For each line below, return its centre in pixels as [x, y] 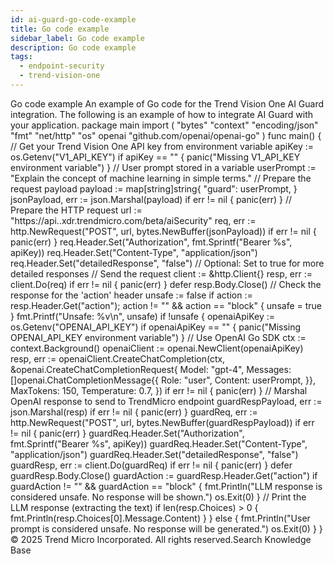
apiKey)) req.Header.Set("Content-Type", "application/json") [134, 252]
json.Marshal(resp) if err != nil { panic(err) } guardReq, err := [134, 412]
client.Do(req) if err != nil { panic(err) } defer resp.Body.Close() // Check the [166, 284]
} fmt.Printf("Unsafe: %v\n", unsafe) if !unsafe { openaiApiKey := [142, 316]
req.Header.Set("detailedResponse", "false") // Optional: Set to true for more [167, 263]
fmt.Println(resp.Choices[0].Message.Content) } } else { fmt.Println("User [160, 518]
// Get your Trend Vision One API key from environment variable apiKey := [162, 146]
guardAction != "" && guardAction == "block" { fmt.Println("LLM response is [166, 486]
